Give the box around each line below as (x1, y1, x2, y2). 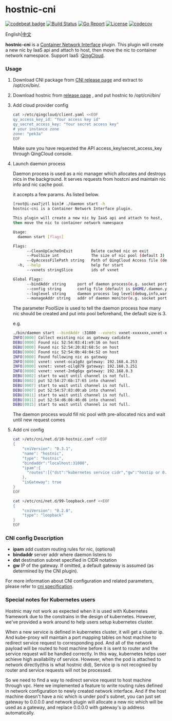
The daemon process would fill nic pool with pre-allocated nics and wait (12, 411, 165, 418)
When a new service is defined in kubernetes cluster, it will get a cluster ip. (5, 629, 164, 635)
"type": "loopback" (22, 513, 64, 518)
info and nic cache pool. (12, 181, 64, 188)
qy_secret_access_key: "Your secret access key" (12, 122, 119, 127)
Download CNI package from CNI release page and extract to (12, 77, 143, 83)
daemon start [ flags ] (17, 234, 64, 239)
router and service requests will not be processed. (5, 667, 112, 673)
